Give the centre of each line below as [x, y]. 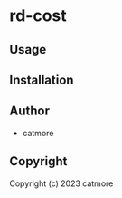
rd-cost [38, 16]
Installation [42, 79]
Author [29, 111]
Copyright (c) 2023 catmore [61, 183]
